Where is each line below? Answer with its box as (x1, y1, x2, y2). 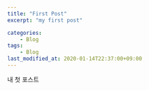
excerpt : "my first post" (7, 17, 83, 24)
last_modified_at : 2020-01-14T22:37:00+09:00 (7, 55, 142, 63)
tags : (7, 43, 23, 50)
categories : (7, 29, 42, 36)
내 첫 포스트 (7, 75, 40, 84)
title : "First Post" (7, 10, 68, 17)
